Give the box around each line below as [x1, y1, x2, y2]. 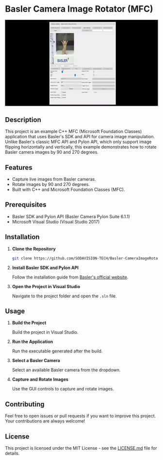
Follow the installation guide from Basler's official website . [12, 274, 129, 280]
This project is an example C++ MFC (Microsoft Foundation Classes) [5, 129, 142, 134]
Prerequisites [5, 201, 47, 209]
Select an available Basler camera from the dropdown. [12, 367, 121, 373]
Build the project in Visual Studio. [12, 330, 79, 335]
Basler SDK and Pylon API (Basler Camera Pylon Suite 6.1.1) [12, 213, 130, 220]
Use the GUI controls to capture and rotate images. [12, 386, 114, 392]
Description [5, 115, 41, 124]
